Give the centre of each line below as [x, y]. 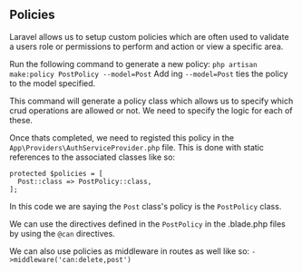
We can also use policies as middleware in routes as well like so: [130, 251]
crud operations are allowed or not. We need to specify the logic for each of [151, 110]
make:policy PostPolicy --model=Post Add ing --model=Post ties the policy [149, 73]
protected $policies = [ [56, 173]
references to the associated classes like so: [92, 157]
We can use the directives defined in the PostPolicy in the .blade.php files [147, 224]
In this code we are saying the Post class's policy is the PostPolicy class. [146, 206]
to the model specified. [53, 83]
